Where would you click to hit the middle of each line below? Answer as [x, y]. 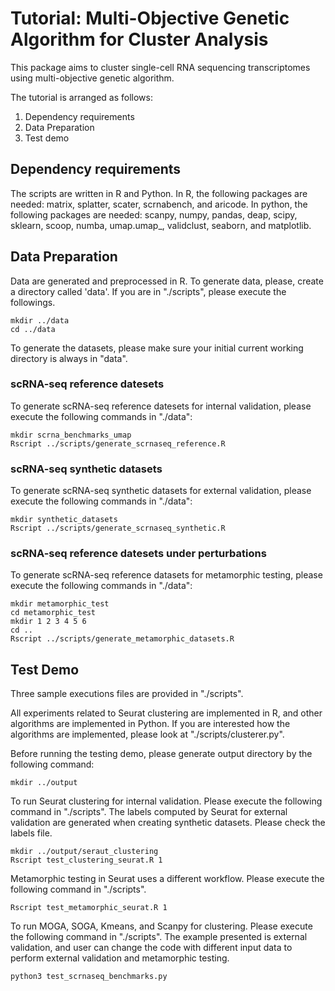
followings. [33, 302]
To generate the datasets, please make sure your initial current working [157, 348]
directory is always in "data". [69, 358]
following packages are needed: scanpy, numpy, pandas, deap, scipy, [154, 214]
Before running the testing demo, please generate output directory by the [161, 754]
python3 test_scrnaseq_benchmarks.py [89, 977]
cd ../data [33, 329]
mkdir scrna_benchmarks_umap [71, 435]
